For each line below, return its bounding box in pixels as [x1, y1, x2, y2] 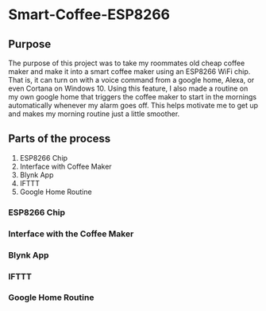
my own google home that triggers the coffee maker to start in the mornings [8, 92, 256, 101]
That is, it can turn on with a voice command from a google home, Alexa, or [8, 76, 255, 84]
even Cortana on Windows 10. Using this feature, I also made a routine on [8, 84, 249, 93]
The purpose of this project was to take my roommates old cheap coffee [8, 58, 245, 68]
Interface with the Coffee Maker [8, 228, 134, 239]
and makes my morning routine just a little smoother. [8, 109, 180, 119]
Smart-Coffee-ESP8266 [8, 6, 171, 24]
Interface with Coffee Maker [19, 161, 113, 171]
